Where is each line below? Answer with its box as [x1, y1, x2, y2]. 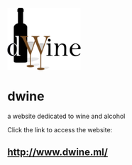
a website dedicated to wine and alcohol [7, 112, 126, 120]
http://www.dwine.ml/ [7, 147, 109, 159]
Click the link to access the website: [7, 125, 113, 134]
